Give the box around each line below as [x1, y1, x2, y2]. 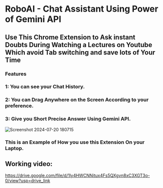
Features [5, 70, 27, 77]
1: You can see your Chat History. [5, 84, 85, 90]
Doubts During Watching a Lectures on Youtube [5, 40, 152, 49]
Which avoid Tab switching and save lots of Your [5, 48, 156, 56]
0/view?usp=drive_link [5, 178, 50, 184]
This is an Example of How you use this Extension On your [5, 138, 145, 145]
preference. [5, 103, 34, 109]
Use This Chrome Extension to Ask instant [5, 33, 135, 41]
